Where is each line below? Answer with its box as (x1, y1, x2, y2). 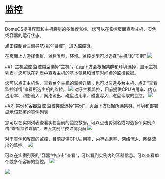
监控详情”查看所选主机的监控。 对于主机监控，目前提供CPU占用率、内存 (5, 86, 157, 92)
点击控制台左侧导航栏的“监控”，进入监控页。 (5, 43, 95, 49)
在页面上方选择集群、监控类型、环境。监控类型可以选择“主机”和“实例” (5, 53, 146, 59)
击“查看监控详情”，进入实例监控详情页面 (5, 126, 87, 131)
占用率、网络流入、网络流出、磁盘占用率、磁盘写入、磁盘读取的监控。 (5, 92, 147, 98)
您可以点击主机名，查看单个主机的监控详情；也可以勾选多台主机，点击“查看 (5, 80, 158, 86)
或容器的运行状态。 (5, 32, 44, 38)
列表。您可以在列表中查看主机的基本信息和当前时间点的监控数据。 (5, 70, 138, 76)
